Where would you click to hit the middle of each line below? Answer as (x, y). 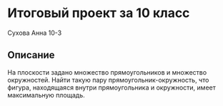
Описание (31, 55)
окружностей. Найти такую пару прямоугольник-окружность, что (108, 80)
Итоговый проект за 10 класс (99, 13)
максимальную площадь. (46, 95)
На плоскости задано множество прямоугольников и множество (107, 72)
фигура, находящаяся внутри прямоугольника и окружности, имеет (111, 88)
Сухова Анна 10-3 (35, 33)
